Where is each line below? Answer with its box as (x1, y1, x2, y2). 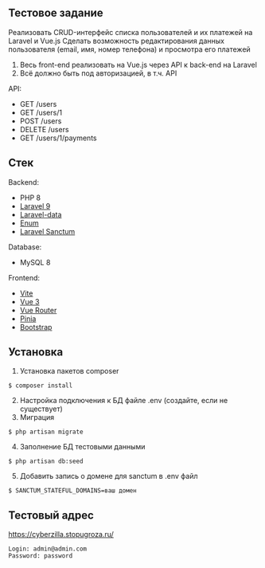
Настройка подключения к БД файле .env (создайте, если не (19, 396, 228, 405)
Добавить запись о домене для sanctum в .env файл (19, 472, 198, 481)
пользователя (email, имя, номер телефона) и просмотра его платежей (8, 44, 251, 54)
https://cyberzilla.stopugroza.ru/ (8, 530, 114, 539)
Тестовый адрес (8, 508, 94, 522)
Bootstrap (19, 322, 53, 331)
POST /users (19, 116, 62, 126)
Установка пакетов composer (19, 366, 119, 376)
